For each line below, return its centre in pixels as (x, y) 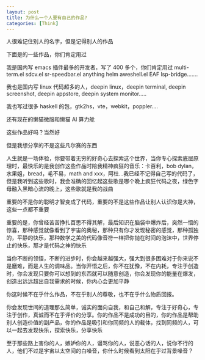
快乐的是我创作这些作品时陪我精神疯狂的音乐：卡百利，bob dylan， (112, 166)
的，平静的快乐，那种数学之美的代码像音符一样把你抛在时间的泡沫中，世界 (100, 238)
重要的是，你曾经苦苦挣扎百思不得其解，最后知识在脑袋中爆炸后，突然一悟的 (103, 222)
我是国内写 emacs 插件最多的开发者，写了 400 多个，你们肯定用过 (90, 67)
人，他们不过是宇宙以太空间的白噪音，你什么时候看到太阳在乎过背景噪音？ (100, 351)
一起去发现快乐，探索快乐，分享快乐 (57, 330)
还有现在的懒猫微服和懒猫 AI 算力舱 (51, 119)
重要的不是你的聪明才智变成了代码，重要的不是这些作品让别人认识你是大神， (103, 202)
